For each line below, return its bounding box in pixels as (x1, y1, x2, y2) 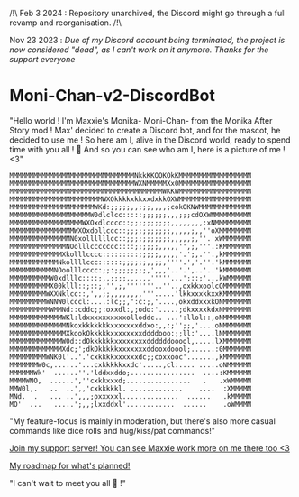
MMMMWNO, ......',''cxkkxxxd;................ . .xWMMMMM (9, 376, 252, 385)
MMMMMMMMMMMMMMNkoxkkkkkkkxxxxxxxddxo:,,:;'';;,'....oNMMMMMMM (9, 320, 252, 330)
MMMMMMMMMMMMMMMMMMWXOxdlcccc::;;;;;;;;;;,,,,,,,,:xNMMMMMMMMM (9, 218, 252, 227)
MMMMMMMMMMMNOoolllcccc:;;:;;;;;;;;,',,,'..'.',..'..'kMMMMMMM (9, 265, 252, 274)
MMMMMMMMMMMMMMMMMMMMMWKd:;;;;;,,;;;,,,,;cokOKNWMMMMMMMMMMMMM (9, 202, 252, 211)
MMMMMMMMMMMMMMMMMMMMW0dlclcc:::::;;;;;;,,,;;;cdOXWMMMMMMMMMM (9, 210, 252, 219)
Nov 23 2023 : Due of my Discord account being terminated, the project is (9, 35, 285, 45)
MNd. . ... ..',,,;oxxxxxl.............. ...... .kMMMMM (9, 391, 252, 400)
